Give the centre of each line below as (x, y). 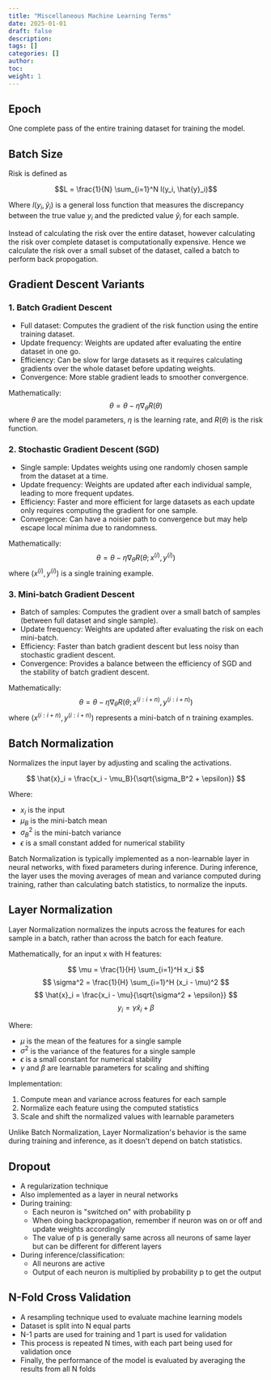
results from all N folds (58, 1369)
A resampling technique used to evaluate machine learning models (131, 1317)
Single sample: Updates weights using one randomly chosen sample (134, 467)
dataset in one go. (50, 351)
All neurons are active (68, 1264)
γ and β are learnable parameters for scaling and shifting (114, 1068)
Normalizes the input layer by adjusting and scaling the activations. (120, 762)
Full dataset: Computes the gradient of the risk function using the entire (139, 325)
